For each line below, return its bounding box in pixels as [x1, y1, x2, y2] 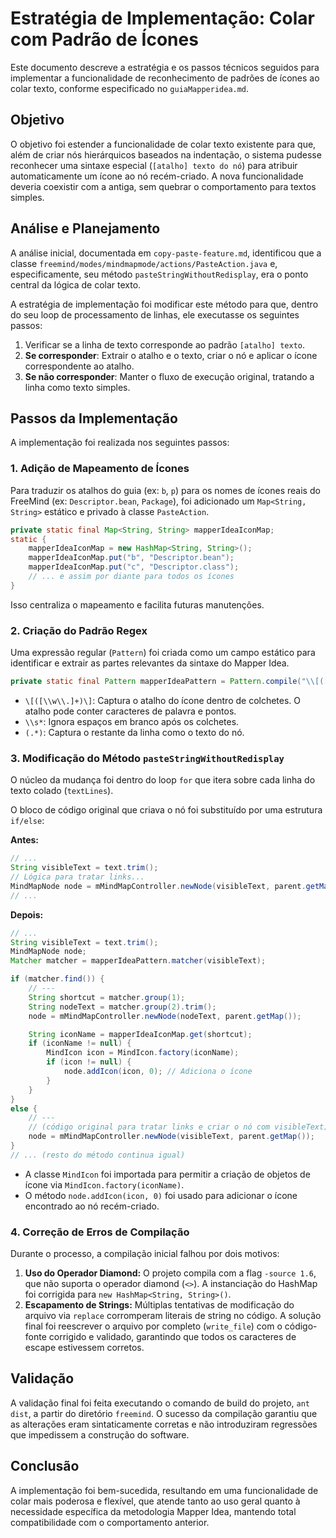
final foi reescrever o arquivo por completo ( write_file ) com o [24, 1320, 283, 1332]
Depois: [10, 908, 44, 921]
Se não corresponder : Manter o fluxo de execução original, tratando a [24, 370, 315, 382]
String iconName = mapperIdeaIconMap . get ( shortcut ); [28, 1029, 253, 1039]
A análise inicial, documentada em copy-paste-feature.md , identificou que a [10, 247, 322, 259]
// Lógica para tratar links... [10, 872, 145, 882]
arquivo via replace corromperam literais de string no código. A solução [24, 1310, 322, 1322]
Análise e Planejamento [10, 220, 161, 237]
